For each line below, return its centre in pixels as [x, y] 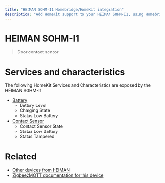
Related [21, 156]
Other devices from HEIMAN [41, 170]
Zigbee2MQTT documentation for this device [58, 175]
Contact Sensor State [41, 126]
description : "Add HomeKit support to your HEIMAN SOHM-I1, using [74, 14]
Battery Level [33, 105]
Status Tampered [37, 137]
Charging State [35, 110]
